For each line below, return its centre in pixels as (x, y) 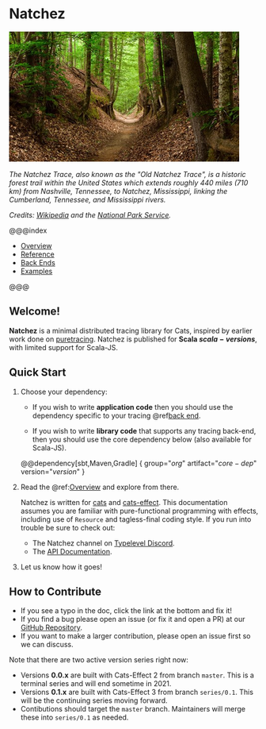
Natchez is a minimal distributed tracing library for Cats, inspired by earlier (131, 330)
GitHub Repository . (51, 627)
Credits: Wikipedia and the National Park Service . (90, 214)
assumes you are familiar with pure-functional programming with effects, (139, 511)
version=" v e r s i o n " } (53, 471)
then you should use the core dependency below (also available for (142, 439)
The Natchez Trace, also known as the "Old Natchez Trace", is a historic (127, 174)
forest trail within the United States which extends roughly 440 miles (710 (129, 183)
